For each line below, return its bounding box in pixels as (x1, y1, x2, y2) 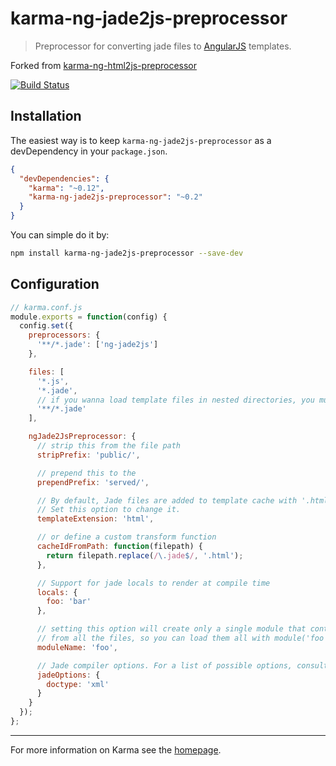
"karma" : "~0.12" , (28, 183, 105, 193)
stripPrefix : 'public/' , (36, 450, 141, 460)
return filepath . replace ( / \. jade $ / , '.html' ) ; (46, 550, 244, 561)
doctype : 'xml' (46, 679, 110, 689)
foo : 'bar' (46, 597, 92, 607)
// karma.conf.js (10, 302, 83, 312)
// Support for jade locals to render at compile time (36, 578, 271, 588)
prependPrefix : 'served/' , (36, 477, 150, 487)
